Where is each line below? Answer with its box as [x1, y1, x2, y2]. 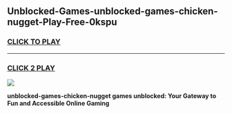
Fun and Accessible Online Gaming [7, 99, 110, 107]
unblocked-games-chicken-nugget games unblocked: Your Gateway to [7, 91, 217, 99]
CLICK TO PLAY [7, 37, 61, 47]
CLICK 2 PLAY [7, 63, 55, 73]
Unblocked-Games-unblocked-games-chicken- [7, 6, 219, 17]
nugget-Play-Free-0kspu [7, 17, 117, 28]
